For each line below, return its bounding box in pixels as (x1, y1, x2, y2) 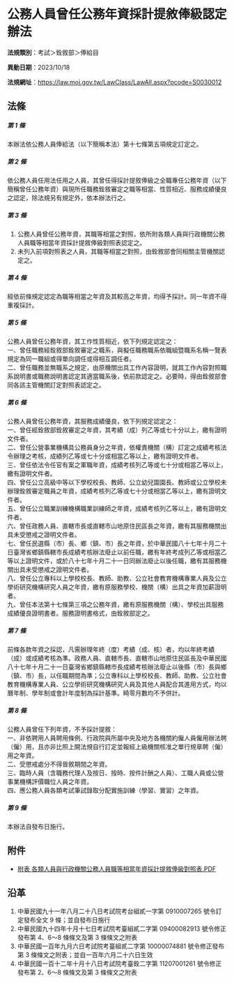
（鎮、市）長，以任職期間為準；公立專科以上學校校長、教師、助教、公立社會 (7, 672, 227, 680)
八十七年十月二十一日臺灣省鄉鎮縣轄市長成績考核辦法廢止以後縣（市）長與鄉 (7, 663, 227, 671)
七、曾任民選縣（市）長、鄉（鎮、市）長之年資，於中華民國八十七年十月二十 (7, 539, 227, 548)
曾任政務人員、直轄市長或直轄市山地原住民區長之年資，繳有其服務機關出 (19, 522, 227, 531)
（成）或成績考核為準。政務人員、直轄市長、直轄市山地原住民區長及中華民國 (7, 654, 227, 663)
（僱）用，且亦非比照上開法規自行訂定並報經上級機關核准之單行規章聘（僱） (7, 743, 227, 751)
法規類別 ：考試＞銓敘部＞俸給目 (7, 48, 99, 57)
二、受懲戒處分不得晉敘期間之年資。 (7, 760, 111, 769)
